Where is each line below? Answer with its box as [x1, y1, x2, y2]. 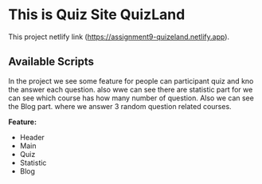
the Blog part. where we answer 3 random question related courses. [8, 101, 233, 111]
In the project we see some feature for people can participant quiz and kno [8, 76, 254, 85]
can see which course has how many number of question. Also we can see [8, 93, 255, 103]
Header [19, 132, 45, 142]
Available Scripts [8, 55, 94, 69]
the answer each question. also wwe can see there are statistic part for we [8, 84, 253, 94]
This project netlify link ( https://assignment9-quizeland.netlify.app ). [8, 32, 229, 41]
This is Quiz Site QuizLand [8, 6, 186, 24]
